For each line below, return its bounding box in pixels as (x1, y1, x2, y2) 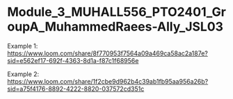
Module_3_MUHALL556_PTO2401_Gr (7, 4, 226, 20)
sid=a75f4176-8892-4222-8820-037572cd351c (7, 84, 145, 93)
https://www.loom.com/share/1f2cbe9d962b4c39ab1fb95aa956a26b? (7, 77, 209, 85)
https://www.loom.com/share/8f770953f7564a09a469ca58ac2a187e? (7, 49, 209, 57)
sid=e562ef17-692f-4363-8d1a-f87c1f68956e (7, 56, 139, 64)
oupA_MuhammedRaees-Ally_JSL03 (7, 19, 224, 35)
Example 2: (7, 70, 40, 78)
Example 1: (7, 42, 38, 50)
